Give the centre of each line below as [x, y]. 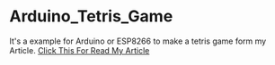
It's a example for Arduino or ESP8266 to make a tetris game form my [138, 41]
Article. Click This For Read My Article [80, 50]
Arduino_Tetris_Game [91, 16]
